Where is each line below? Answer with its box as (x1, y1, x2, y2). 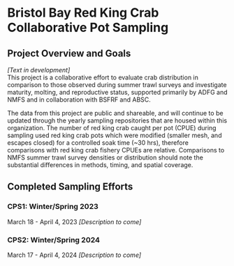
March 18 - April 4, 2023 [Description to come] (7, 217, 142, 226)
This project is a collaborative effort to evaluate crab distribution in (7, 73, 199, 81)
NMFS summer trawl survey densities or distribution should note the (7, 153, 204, 162)
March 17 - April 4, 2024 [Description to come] (7, 251, 142, 259)
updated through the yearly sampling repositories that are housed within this (7, 116, 228, 125)
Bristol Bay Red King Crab (7, 5, 159, 21)
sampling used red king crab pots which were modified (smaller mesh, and (7, 131, 222, 139)
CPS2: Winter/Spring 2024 (7, 235, 100, 244)
